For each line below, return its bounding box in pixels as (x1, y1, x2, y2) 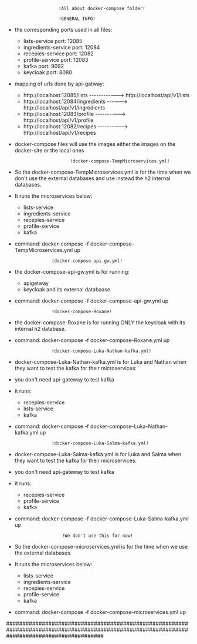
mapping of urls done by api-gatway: (14, 80, 104, 87)
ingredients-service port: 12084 (23, 44, 100, 51)
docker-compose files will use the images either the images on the (14, 141, 176, 147)
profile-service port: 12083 (23, 57, 89, 63)
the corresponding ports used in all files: (14, 26, 113, 33)
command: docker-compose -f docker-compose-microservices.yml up (14, 609, 186, 615)
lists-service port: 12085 (23, 38, 83, 44)
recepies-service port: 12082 (23, 50, 94, 57)
